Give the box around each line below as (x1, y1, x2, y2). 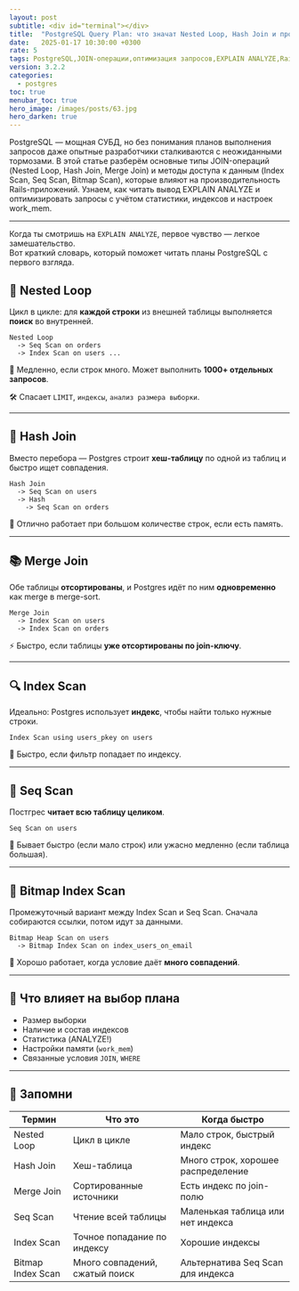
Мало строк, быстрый (180, 1128, 275, 1141)
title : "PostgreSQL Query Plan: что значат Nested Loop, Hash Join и (9, 29, 277, 38)
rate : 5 (9, 46, 38, 55)
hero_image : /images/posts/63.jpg (9, 104, 138, 113)
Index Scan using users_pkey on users (9, 734, 153, 743)
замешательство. (9, 238, 76, 249)
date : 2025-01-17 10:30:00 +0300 (9, 37, 141, 47)
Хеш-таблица (72, 1159, 133, 1172)
